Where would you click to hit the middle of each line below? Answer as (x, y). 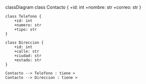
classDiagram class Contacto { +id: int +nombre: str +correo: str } (73, 7)
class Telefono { (23, 16)
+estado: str (28, 60)
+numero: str (28, 25)
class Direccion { (24, 42)
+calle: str (27, 51)
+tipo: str (26, 29)
